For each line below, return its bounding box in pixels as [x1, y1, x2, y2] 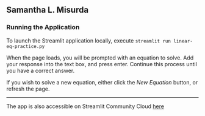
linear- [173, 38, 193, 44]
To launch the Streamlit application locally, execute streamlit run [6, 36, 171, 44]
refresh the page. [6, 85, 50, 92]
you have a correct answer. [6, 67, 75, 74]
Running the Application [6, 23, 80, 32]
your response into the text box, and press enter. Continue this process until [6, 60, 197, 67]
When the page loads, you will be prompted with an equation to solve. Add [6, 54, 194, 61]
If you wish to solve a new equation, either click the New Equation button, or [6, 78, 198, 86]
